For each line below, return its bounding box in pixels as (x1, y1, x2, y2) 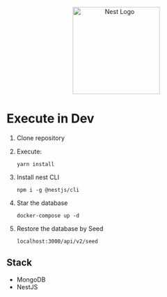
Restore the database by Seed (16, 224, 104, 233)
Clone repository (16, 133, 65, 142)
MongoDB (16, 275, 46, 284)
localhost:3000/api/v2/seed (16, 238, 98, 245)
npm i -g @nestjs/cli (16, 186, 79, 193)
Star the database (16, 199, 68, 207)
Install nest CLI (16, 173, 60, 181)
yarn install (16, 160, 55, 167)
